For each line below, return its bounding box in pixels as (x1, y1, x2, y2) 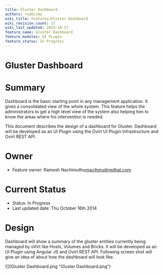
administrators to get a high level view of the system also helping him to (5, 108, 149, 115)
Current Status (5, 184, 66, 195)
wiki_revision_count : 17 (5, 20, 55, 26)
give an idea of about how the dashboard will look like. (5, 254, 114, 260)
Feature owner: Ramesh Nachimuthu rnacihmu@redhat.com (12, 167, 131, 173)
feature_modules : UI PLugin (5, 35, 62, 39)
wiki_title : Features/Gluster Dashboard (5, 16, 89, 21)
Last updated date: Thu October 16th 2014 (12, 205, 97, 211)
